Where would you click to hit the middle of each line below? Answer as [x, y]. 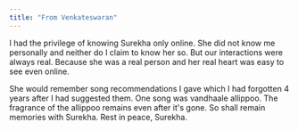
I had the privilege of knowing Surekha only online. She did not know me [142, 43]
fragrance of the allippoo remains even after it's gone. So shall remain [137, 107]
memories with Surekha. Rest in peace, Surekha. [98, 117]
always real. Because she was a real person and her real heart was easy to [147, 61]
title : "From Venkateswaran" [63, 17]
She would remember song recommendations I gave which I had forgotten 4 [149, 88]
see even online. [39, 71]
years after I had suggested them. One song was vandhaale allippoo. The [144, 98]
